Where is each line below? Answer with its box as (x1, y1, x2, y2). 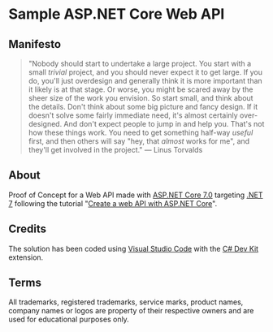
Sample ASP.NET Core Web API (8, 5, 225, 24)
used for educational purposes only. (8, 314, 130, 325)
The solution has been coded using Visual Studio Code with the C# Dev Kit (8, 244, 258, 253)
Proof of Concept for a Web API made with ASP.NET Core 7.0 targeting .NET (8, 190, 263, 200)
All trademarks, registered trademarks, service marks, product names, (8, 297, 244, 307)
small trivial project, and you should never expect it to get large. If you (28, 67, 262, 77)
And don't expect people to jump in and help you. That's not (63, 119, 265, 128)
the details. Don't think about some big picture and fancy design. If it (28, 102, 258, 111)
